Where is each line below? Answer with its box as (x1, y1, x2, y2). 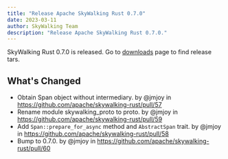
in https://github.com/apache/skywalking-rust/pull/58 (16, 130, 170, 138)
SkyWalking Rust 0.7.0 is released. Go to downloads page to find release (7, 48, 212, 56)
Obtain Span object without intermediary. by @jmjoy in (16, 93, 172, 101)
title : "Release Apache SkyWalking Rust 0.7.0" (7, 10, 146, 17)
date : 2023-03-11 (7, 16, 57, 23)
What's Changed (7, 75, 81, 86)
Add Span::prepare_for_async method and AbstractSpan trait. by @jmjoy (16, 123, 222, 131)
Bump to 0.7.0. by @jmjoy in (16, 137, 96, 145)
